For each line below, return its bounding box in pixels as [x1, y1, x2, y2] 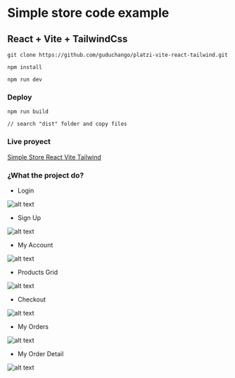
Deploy [7, 92, 32, 102]
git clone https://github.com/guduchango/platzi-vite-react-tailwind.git [7, 51, 229, 58]
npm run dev [7, 76, 42, 83]
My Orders [17, 322, 49, 331]
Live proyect [7, 137, 51, 147]
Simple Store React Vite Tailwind [7, 152, 102, 161]
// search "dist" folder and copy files [7, 121, 128, 128]
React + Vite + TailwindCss [7, 33, 128, 45]
